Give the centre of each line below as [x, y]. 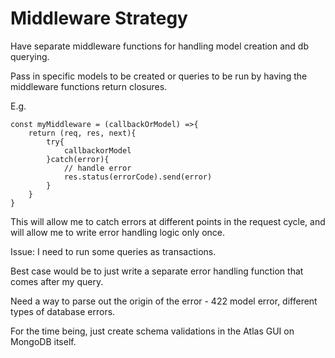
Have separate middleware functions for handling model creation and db [160, 46]
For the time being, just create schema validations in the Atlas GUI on [152, 331]
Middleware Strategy [99, 18]
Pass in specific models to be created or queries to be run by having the [159, 76]
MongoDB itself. [43, 341]
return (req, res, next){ [82, 133]
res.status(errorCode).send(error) [138, 177]
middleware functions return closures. [89, 86]
